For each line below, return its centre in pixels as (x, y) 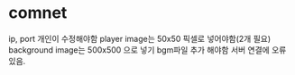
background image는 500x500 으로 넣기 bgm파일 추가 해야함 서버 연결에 (139, 50)
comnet (38, 13)
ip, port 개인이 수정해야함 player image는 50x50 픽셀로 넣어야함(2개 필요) (140, 38)
